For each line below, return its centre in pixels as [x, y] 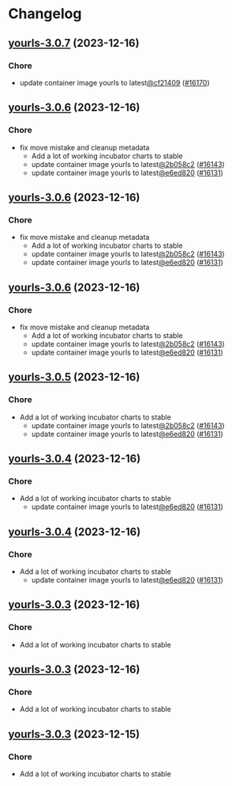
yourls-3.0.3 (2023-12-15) [74, 734]
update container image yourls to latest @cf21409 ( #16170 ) [115, 82]
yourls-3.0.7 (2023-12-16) [74, 43]
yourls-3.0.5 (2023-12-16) [74, 377]
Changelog [45, 14]
